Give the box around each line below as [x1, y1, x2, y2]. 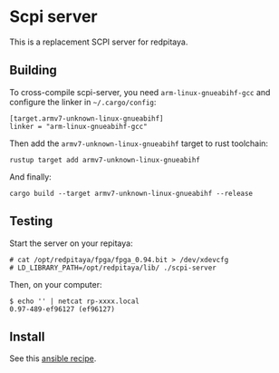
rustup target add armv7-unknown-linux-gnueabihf [9, 155, 201, 164]
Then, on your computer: [9, 279, 102, 290]
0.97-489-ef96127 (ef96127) [9, 304, 116, 314]
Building [9, 63, 57, 78]
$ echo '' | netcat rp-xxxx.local [9, 297, 140, 306]
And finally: [9, 171, 52, 182]
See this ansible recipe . [9, 353, 97, 364]
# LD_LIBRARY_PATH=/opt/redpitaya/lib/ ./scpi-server [9, 263, 217, 272]
